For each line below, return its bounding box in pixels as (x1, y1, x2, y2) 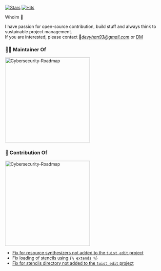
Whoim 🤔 (5, 14, 23, 20)
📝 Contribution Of (5, 149, 48, 156)
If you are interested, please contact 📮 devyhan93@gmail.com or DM (5, 34, 143, 40)
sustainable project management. (5, 29, 72, 34)
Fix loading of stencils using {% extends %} (12, 255, 99, 261)
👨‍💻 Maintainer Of (5, 46, 46, 53)
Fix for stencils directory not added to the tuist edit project (12, 260, 134, 266)
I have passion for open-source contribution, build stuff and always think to (5, 23, 156, 29)
